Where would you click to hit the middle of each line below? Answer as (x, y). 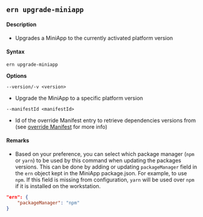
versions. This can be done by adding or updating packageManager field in (106, 167)
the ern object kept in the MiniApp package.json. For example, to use (101, 173)
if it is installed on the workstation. (58, 186)
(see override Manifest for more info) (61, 126)
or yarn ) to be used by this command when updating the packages (98, 160)
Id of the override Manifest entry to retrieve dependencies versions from (105, 120)
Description (22, 24)
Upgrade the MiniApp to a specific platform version (79, 98)
